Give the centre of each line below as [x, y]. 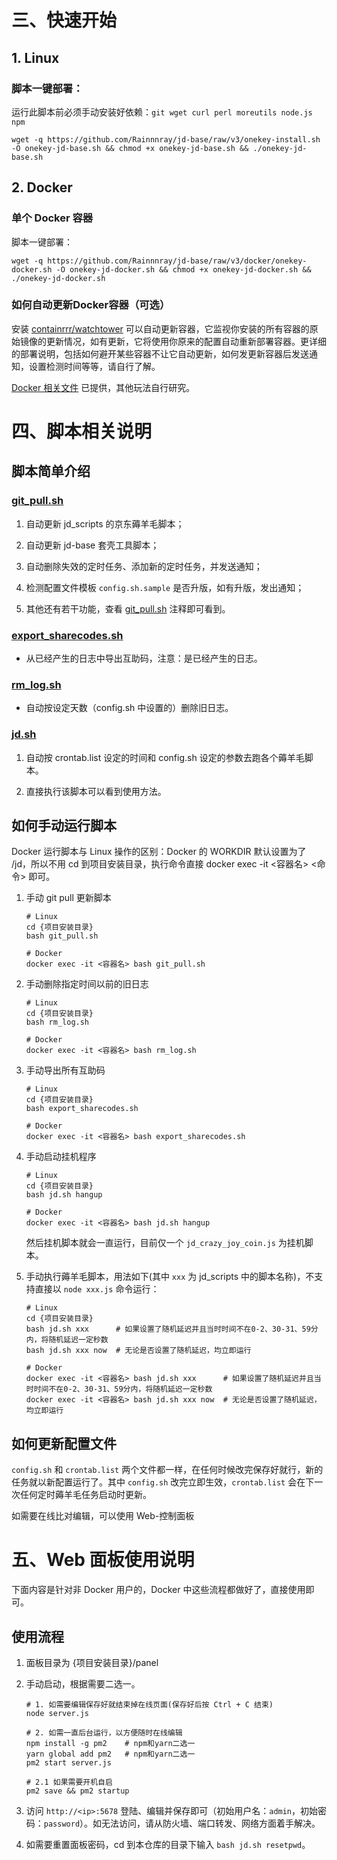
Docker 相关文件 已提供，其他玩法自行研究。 [103, 387]
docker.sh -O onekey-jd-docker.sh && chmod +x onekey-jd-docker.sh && [161, 269]
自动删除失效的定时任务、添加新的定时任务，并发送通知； [144, 566]
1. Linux [35, 57]
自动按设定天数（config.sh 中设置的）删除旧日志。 [129, 708]
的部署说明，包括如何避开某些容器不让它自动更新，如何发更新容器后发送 [160, 353]
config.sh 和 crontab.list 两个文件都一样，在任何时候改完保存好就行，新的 [167, 1470]
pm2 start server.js [68, 1763]
